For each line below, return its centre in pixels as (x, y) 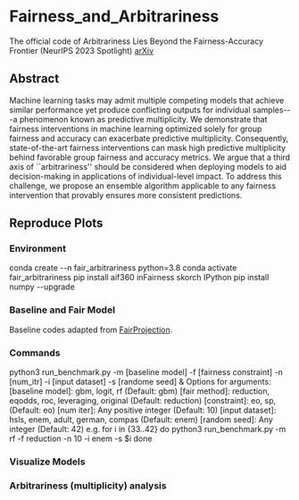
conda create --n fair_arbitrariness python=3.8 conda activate (123, 268)
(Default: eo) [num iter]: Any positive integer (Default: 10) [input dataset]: (143, 410)
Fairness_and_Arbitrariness (114, 17)
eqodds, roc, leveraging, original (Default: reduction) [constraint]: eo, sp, (143, 401)
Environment (38, 249)
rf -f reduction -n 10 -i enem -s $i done (81, 438)
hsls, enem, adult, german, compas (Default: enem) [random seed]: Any (141, 420)
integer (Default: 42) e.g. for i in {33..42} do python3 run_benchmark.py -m (148, 429)
